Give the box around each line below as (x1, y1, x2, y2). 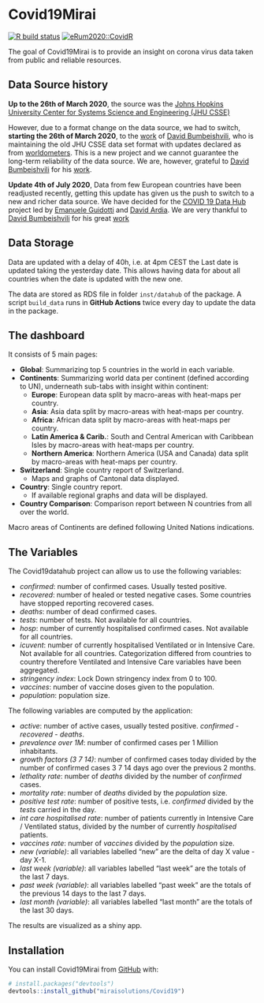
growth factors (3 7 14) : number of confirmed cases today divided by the (19, 755, 257, 764)
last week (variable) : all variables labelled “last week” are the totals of (19, 863, 247, 873)
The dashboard (8, 329, 85, 342)
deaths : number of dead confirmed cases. (19, 607, 158, 617)
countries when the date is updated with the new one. (8, 274, 184, 283)
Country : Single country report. (19, 483, 123, 492)
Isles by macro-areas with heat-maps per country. (31, 440, 195, 450)
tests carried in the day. (19, 805, 97, 815)
